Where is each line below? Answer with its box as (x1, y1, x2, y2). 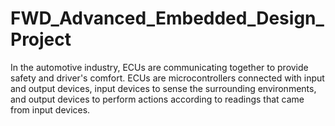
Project (10, 28, 72, 51)
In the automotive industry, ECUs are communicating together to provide (10, 61, 309, 73)
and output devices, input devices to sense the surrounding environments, (10, 82, 317, 94)
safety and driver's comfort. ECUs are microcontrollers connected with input (10, 72, 325, 84)
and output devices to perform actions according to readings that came (10, 93, 305, 105)
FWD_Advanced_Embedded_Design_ (10, 7, 325, 30)
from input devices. (10, 103, 91, 116)
